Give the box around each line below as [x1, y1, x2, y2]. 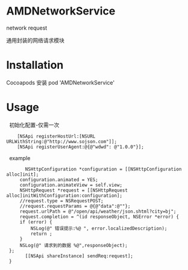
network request [6, 24, 48, 31]
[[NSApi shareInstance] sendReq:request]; [25, 252, 134, 259]
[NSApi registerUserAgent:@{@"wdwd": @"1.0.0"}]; [17, 144, 145, 150]
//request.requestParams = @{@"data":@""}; [19, 203, 131, 209]
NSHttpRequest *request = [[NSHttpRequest [19, 187, 128, 193]
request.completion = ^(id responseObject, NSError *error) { [19, 213, 180, 220]
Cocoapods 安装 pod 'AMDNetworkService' [6, 79, 115, 86]
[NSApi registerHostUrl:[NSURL [17, 133, 96, 140]
